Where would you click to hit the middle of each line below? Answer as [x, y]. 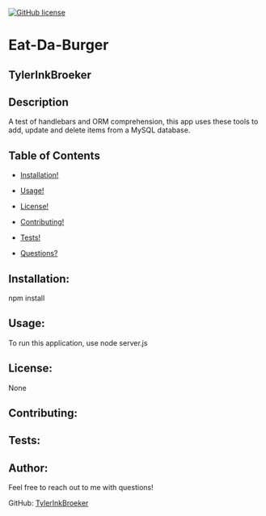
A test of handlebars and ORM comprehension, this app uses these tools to [133, 122]
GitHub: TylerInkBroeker [49, 503]
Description [38, 102]
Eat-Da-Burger [59, 45]
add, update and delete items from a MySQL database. [99, 130]
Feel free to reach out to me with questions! [81, 488]
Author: [28, 468]
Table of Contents [55, 155]
